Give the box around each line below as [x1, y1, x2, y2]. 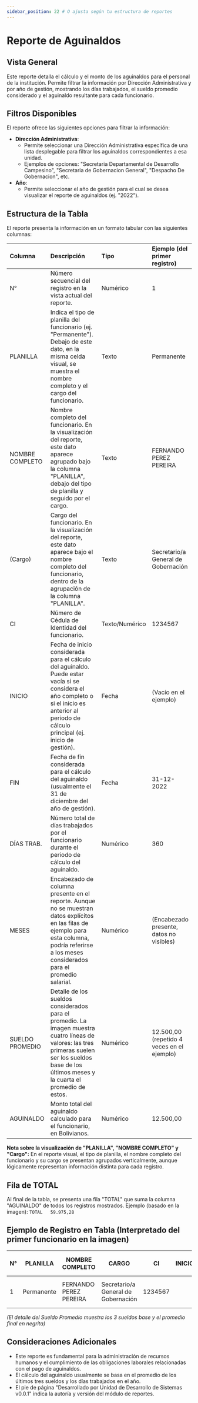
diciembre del [50, 797, 89, 806]
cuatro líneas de [50, 1031, 95, 1040]
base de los [50, 1061, 83, 1069]
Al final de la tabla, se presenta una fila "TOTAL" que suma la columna [6, 1196, 176, 1203]
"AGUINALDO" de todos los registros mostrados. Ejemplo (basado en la [6, 1202, 180, 1209]
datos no [152, 930, 176, 938]
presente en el [50, 890, 90, 898]
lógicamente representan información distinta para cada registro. [6, 1163, 164, 1170]
